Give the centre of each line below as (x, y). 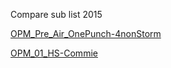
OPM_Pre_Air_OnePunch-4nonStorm (86, 33)
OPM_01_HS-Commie (54, 53)
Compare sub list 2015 (56, 14)
